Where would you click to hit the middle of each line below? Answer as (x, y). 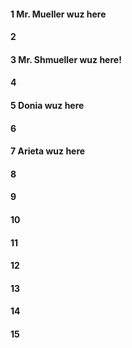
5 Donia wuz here (47, 105)
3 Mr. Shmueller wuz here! (66, 59)
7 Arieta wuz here (48, 151)
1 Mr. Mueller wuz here (58, 14)
